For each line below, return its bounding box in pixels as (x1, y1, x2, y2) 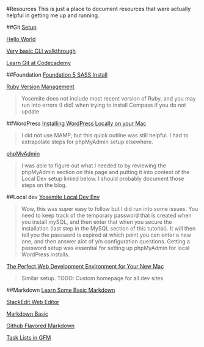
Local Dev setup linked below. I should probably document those (21, 175, 184, 182)
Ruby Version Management (6, 83, 75, 90)
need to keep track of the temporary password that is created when (21, 212, 192, 219)
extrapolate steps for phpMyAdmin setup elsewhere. (21, 138, 154, 145)
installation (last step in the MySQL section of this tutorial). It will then (21, 225, 196, 232)
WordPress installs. (21, 251, 70, 258)
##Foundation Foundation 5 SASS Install (6, 71, 108, 78)
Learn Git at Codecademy (6, 59, 71, 66)
